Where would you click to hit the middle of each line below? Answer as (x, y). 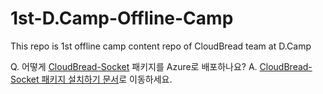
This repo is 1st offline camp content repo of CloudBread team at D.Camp (161, 46)
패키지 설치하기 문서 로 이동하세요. (107, 79)
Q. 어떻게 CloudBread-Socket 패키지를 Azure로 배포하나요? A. (134, 66)
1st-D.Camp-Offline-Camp (122, 18)
